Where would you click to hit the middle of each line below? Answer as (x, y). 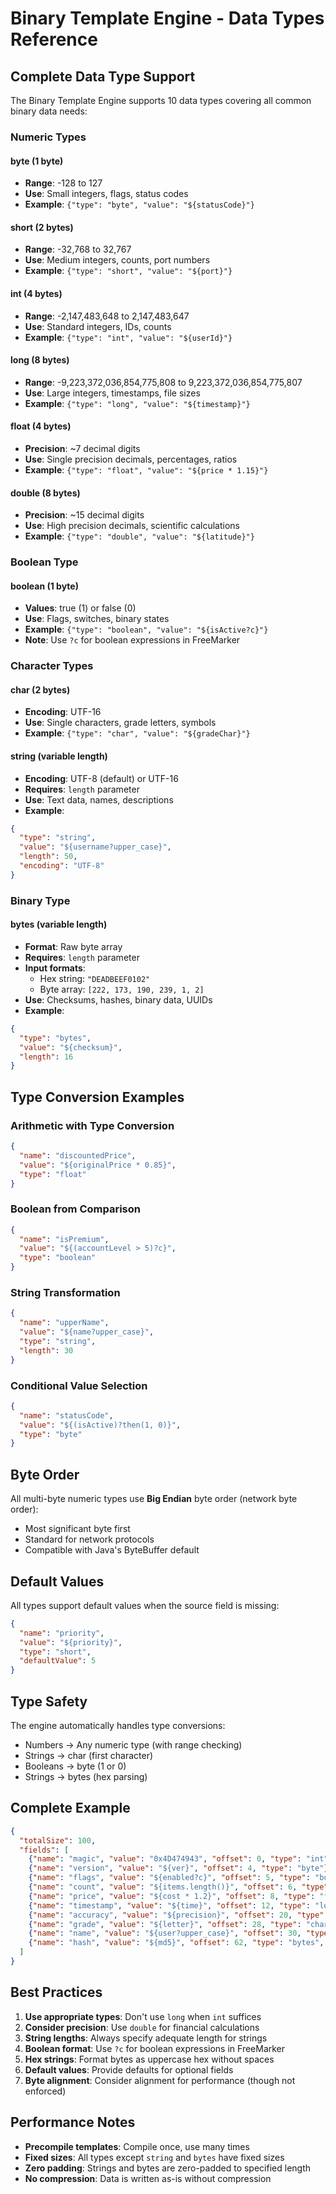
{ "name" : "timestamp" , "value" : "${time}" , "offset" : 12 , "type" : (169, 1905)
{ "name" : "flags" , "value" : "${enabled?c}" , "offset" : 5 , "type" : (169, 1878)
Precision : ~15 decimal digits (84, 515)
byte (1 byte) (37, 161)
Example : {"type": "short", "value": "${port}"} (128, 271)
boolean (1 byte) (44, 586)
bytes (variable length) (59, 924)
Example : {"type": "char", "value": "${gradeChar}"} (137, 733)
